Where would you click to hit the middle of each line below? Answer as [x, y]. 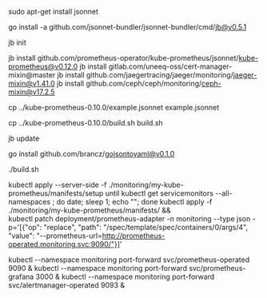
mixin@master [32, 75]
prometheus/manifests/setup [56, 193]
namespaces [30, 202]
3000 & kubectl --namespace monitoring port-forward [125, 276]
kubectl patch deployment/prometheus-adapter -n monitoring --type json [130, 219]
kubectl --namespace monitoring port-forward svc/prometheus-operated [129, 260]
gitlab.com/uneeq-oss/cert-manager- [170, 66]
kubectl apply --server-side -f [58, 185]
